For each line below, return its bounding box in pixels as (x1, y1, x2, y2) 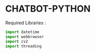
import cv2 (5, 39, 28, 44)
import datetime (5, 29, 39, 34)
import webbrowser (5, 34, 44, 39)
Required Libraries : (5, 20, 46, 26)
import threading (5, 43, 42, 48)
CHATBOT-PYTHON (5, 3, 91, 15)
